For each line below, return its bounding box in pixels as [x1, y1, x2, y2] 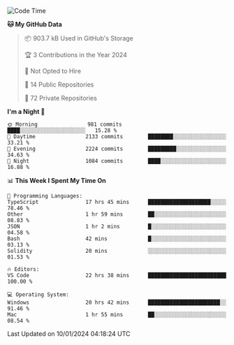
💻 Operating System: [7, 291, 70, 298]
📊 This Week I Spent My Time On [7, 177, 106, 184]
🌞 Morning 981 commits [7, 121, 122, 128]
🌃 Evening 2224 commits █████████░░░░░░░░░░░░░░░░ [7, 145, 227, 152]
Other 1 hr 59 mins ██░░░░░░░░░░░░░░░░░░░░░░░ [7, 211, 227, 218]
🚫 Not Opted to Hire [24, 67, 82, 75]
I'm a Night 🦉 [7, 108, 45, 115]
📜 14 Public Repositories [24, 80, 94, 89]
